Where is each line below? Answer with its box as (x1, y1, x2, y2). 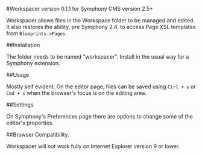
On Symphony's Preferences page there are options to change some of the (6, 113, 193, 120)
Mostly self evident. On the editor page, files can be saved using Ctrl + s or (6, 83, 196, 90)
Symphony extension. (6, 60, 60, 67)
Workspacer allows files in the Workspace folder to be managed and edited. (6, 17, 195, 24)
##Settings (6, 101, 34, 108)
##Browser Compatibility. (6, 131, 69, 138)
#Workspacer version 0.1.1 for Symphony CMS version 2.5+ (6, 5, 154, 12)
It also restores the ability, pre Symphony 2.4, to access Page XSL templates (6, 24, 196, 30)
